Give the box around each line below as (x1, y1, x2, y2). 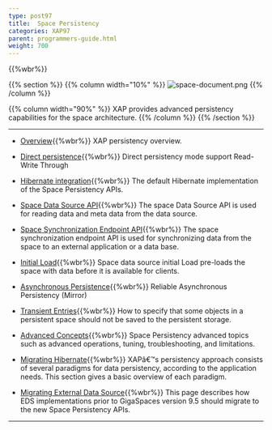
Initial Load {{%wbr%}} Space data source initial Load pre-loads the (19, 258, 245, 267)
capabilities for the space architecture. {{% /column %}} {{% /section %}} (8, 113, 255, 122)
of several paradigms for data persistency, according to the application (19, 364, 257, 373)
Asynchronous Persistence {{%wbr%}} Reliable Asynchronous (19, 282, 227, 292)
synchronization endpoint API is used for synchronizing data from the (19, 233, 253, 243)
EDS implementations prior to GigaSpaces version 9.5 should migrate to (19, 396, 260, 406)
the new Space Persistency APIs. (19, 405, 131, 415)
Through (40, 160, 69, 170)
